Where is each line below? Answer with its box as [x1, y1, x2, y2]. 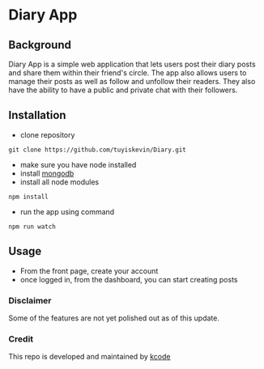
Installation [8, 108, 66, 122]
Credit [8, 333, 34, 345]
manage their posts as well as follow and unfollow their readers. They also [8, 77, 256, 86]
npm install [8, 193, 49, 201]
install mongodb [19, 168, 75, 178]
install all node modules [19, 176, 100, 187]
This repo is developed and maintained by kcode [8, 352, 171, 362]
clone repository [19, 129, 75, 139]
